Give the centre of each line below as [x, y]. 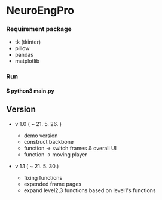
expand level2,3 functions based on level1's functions [90, 190]
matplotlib [27, 61]
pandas [24, 55]
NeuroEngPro [40, 10]
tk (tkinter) [28, 42]
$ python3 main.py [30, 91]
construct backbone [48, 141]
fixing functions [43, 177]
